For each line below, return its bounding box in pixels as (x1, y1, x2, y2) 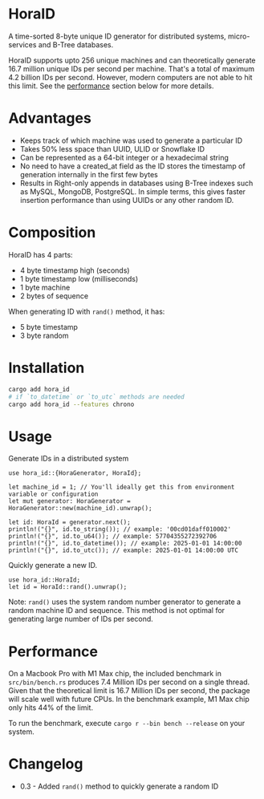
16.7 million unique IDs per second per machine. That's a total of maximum (8, 63, 255, 73)
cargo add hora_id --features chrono (8, 400, 135, 408)
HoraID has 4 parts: (8, 249, 74, 259)
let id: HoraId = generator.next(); (8, 518, 131, 526)
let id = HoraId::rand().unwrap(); (8, 583, 128, 591)
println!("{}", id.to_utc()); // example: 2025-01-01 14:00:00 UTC (8, 546, 239, 554)
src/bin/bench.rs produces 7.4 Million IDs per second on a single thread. (8, 677, 250, 687)
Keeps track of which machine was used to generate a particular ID (19, 136, 243, 145)
